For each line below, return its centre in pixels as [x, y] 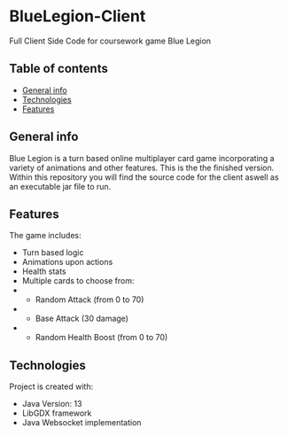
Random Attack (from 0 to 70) [90, 300]
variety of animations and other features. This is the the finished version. [142, 167]
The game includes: [45, 236]
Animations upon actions [67, 262]
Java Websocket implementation [82, 423]
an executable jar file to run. [60, 186]
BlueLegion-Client [78, 16]
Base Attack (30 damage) [82, 319]
